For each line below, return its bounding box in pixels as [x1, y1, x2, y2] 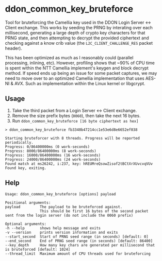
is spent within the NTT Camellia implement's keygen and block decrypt [5, 65, 149, 71]
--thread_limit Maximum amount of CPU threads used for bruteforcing [5, 251, 151, 256]
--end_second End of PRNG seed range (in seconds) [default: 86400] [5, 238, 153, 244]
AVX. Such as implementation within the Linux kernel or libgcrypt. [14, 80, 146, 86]
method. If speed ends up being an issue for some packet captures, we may [5, 70, 157, 76]
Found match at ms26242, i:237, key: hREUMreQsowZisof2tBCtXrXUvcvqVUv [5, 161, 153, 166]
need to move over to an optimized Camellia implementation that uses [5, 75, 145, 81]
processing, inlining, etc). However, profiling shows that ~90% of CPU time [5, 60, 155, 66]
